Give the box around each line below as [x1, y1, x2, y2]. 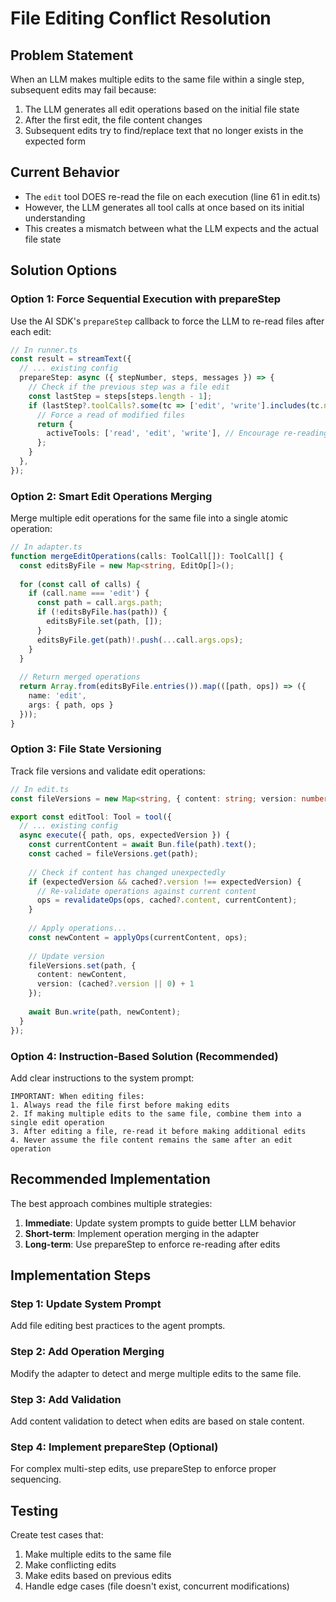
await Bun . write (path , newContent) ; [28, 1007, 182, 1017]
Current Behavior [10, 164, 120, 181]
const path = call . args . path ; [36, 598, 163, 608]
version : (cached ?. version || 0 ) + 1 [36, 979, 195, 989]
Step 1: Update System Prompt [10, 1297, 162, 1311]
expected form [24, 135, 87, 147]
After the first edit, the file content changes [24, 114, 203, 126]
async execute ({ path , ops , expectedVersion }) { [19, 830, 230, 841]
